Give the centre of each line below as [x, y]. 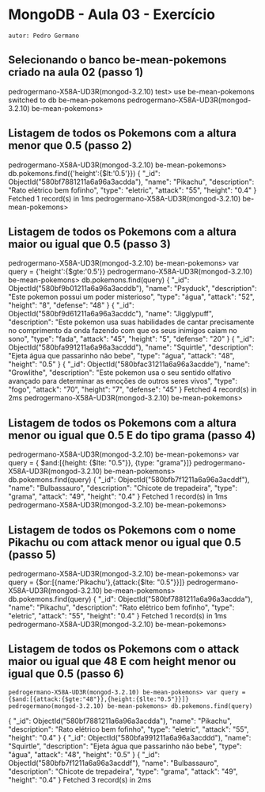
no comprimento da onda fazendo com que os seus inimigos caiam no [123, 331]
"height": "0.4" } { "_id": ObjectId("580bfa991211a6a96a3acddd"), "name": [130, 737]
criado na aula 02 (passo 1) [76, 73]
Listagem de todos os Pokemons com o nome [122, 530]
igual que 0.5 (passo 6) [66, 674]
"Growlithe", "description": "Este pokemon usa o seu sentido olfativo [120, 373]
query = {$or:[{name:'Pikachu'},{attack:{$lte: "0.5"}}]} [97, 582]
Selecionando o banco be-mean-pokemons [117, 60]
